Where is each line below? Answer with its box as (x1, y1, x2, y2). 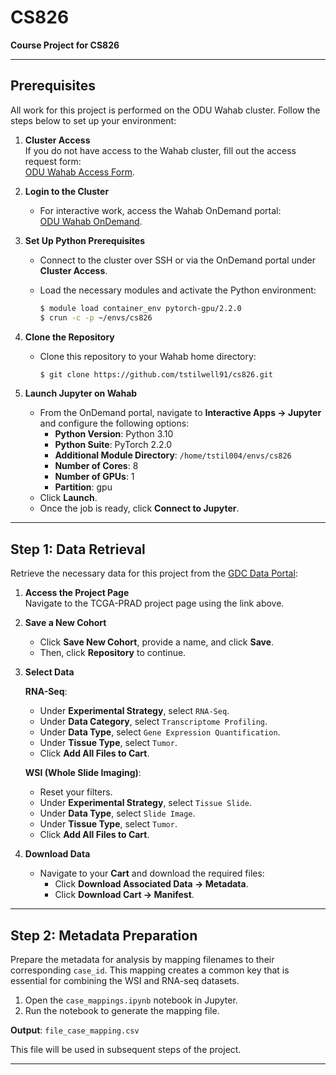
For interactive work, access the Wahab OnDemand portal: (39, 204, 282, 216)
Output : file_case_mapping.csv (10, 1024, 140, 1036)
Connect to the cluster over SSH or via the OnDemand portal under (39, 254, 317, 266)
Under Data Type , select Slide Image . (39, 807, 196, 820)
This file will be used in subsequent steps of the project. (10, 1044, 242, 1055)
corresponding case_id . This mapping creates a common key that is (10, 964, 290, 976)
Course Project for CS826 (10, 39, 120, 51)
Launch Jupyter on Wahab (24, 387, 138, 400)
